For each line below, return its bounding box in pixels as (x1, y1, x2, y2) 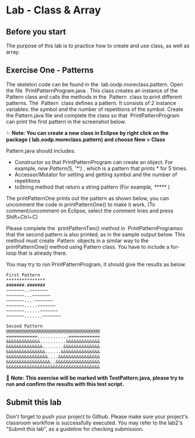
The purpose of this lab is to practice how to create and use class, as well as (6, 42, 190, 49)
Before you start (6, 27, 66, 37)
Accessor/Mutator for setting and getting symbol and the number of (14, 171, 178, 178)
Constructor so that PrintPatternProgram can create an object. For (14, 158, 173, 165)
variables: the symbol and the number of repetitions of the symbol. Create (6, 106, 183, 113)
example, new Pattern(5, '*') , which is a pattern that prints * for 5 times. (14, 165, 188, 172)
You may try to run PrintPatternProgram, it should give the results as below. (6, 260, 186, 267)
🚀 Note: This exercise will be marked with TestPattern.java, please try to (6, 374, 184, 381)
